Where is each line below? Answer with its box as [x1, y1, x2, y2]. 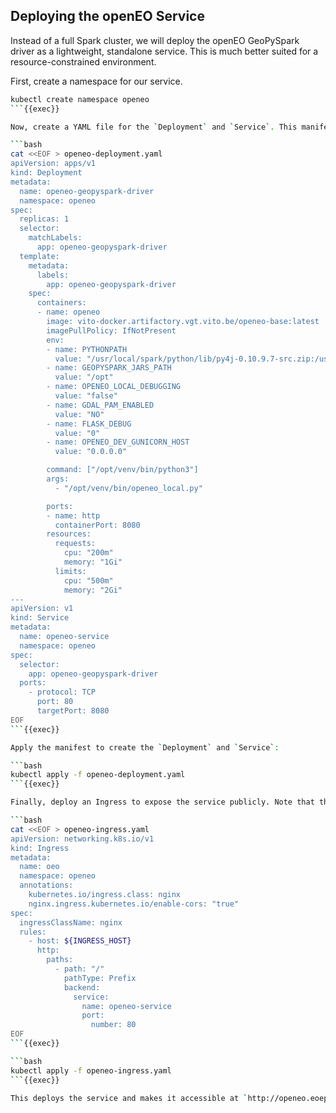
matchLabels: [28, 233, 83, 243]
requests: [54, 539, 97, 549]
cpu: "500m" [63, 575, 114, 586]
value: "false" [54, 391, 118, 401]
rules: [19, 927, 47, 937]
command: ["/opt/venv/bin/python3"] [46, 465, 199, 475]
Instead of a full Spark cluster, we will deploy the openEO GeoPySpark [10, 34, 300, 46]
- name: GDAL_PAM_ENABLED [46, 400, 155, 410]
